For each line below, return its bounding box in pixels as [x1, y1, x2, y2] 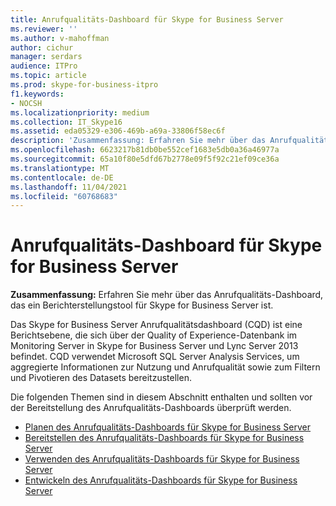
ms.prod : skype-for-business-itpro [10, 80, 159, 90]
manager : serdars [10, 52, 83, 62]
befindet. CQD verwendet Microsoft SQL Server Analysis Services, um [10, 351, 300, 363]
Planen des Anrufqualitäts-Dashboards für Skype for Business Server [24, 421, 312, 433]
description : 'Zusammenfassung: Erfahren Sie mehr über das [10, 136, 267, 146]
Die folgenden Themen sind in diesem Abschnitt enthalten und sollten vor [10, 391, 313, 403]
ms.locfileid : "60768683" [10, 191, 118, 201]
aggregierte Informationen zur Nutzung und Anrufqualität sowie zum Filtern [10, 361, 321, 373]
